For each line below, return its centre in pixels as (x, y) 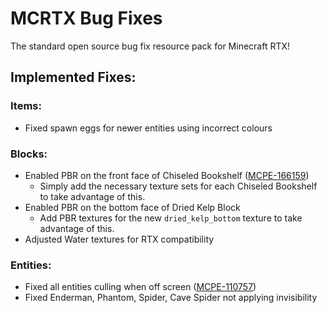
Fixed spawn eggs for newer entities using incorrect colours (148, 128)
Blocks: (29, 154)
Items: (26, 106)
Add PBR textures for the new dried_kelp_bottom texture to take (171, 218)
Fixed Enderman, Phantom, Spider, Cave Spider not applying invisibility (171, 298)
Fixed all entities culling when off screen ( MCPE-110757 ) (140, 287)
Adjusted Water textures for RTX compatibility (119, 239)
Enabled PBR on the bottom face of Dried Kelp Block (132, 207)
